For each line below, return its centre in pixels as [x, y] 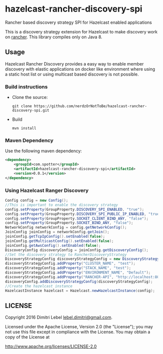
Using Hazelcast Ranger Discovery [47, 190]
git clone [22, 106]
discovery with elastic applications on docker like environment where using [80, 69]
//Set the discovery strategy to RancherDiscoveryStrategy [66, 255]
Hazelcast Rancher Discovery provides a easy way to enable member [74, 64]
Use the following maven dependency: [43, 151]
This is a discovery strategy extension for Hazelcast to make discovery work [81, 32]
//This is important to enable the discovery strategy [62, 205]
